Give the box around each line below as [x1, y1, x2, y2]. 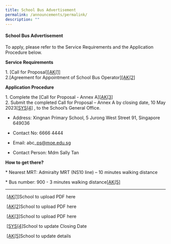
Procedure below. [5, 49, 42, 55]
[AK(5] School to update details [6, 233, 71, 239]
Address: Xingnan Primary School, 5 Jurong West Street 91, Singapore [12, 115, 160, 121]
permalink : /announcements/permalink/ [5, 12, 88, 17]
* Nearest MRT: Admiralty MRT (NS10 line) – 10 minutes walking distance [5, 169, 158, 175]
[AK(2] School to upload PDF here [6, 203, 77, 210]
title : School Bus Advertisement [5, 7, 76, 13]
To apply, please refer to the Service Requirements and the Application [5, 44, 154, 50]
